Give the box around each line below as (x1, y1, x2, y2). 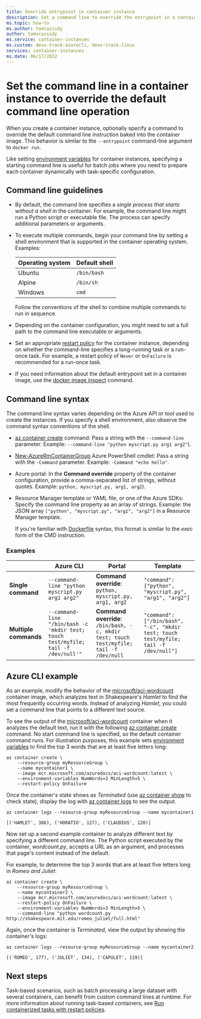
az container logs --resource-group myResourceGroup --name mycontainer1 (6, 809, 194, 815)
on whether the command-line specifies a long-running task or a (14, 346, 175, 353)
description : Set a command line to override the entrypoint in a (6, 14, 175, 20)
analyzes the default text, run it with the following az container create (6, 724, 177, 731)
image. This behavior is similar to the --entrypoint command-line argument (6, 137, 193, 144)
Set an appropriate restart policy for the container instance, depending (14, 340, 190, 347)
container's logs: (6, 933, 48, 940)
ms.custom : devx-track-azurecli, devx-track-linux (6, 43, 135, 49)
